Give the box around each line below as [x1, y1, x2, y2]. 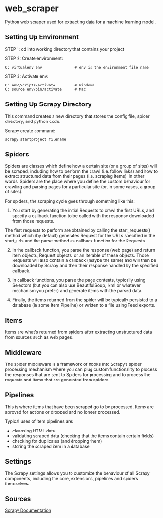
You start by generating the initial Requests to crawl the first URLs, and [12, 207, 154, 214]
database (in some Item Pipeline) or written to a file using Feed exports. [12, 302, 156, 308]
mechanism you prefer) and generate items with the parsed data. [12, 288, 143, 294]
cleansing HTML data [12, 428, 55, 433]
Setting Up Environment [5, 33, 79, 41]
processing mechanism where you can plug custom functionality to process [5, 366, 157, 372]
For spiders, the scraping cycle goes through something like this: [5, 198, 135, 204]
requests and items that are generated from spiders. [5, 377, 109, 382]
